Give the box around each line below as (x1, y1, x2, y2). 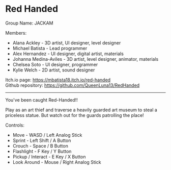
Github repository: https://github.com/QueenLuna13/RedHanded (5, 82, 140, 88)
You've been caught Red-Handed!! (5, 96, 78, 103)
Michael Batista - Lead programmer (12, 45, 88, 51)
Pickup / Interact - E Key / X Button (12, 154, 86, 160)
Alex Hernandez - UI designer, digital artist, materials (12, 51, 124, 57)
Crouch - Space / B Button (12, 142, 69, 149)
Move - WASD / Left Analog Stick (12, 132, 82, 138)
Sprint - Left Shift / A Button (12, 137, 71, 143)
